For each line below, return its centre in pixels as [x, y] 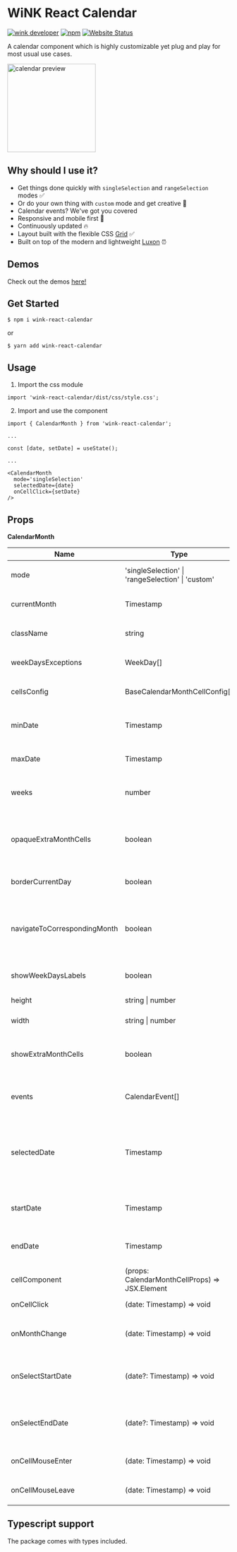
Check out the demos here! [47, 282]
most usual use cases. [40, 54]
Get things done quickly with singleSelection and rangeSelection [113, 187]
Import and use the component [62, 411]
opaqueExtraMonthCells [51, 839]
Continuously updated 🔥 [53, 226]
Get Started [33, 303]
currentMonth [34, 604]
